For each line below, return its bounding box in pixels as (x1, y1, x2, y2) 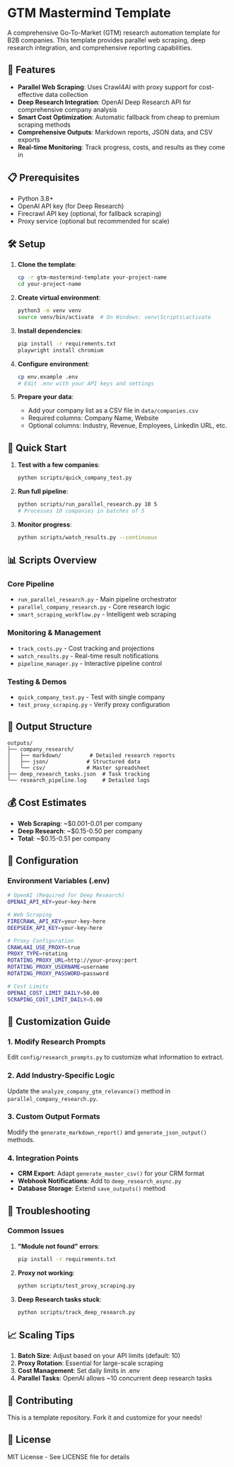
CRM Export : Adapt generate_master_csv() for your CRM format (17, 1169, 205, 1178)
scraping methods (17, 120, 71, 129)
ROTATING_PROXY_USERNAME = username (7, 964, 110, 971)
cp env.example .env (17, 373, 78, 380)
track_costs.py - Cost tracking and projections (17, 644, 155, 652)
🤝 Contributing (7, 1394, 74, 1406)
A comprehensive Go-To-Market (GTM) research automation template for (7, 28, 221, 37)
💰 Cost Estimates (7, 797, 87, 809)
